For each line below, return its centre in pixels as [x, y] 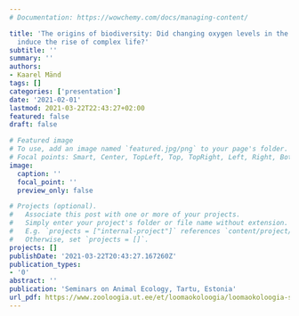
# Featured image [41, 141]
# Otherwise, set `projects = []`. [79, 239]
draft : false [33, 125]
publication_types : [45, 264]
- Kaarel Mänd [36, 75]
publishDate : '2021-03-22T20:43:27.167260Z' [93, 256]
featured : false [39, 117]
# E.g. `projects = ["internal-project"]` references [115, 231]
